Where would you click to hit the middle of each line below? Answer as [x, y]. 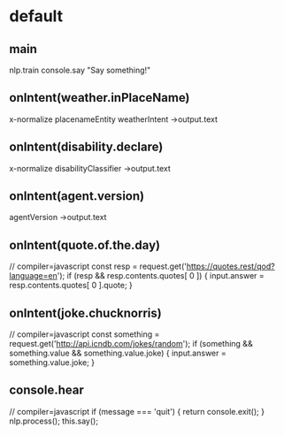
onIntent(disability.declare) [86, 147]
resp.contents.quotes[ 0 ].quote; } [71, 286]
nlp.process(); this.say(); [54, 421]
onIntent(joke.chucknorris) [85, 313]
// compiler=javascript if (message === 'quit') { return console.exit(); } [137, 411]
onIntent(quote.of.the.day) [85, 245]
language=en [33, 276]
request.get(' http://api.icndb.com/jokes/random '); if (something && [131, 344]
